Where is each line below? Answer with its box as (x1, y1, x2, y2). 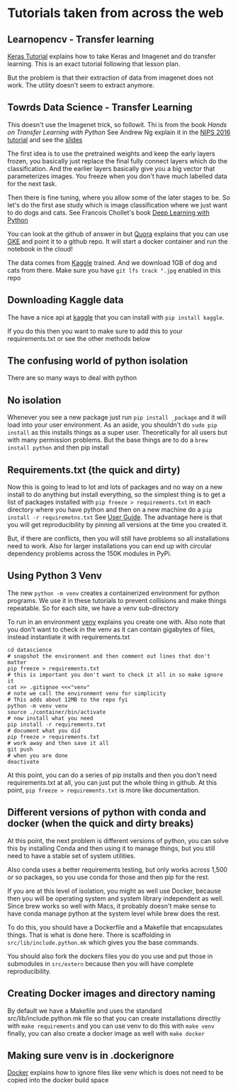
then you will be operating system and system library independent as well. (7, 894, 225, 903)
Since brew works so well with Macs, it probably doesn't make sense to (7, 901, 216, 910)
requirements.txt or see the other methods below (7, 334, 151, 342)
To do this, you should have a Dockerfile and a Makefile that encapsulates (7, 923, 223, 931)
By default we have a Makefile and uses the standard (7, 1006, 162, 1015)
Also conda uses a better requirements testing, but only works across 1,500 (7, 865, 228, 874)
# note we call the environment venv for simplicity (7, 690, 166, 697)
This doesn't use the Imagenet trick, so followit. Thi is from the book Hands (7, 120, 227, 129)
